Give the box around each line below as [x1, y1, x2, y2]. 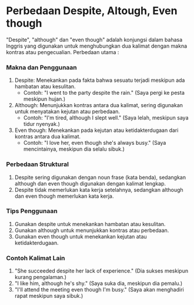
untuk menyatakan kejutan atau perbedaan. [14, 108, 121, 115]
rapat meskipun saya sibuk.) [14, 293, 83, 300]
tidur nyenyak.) [23, 121, 60, 128]
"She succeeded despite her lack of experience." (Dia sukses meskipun [14, 267, 189, 274]
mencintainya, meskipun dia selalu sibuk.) [23, 145, 125, 152]
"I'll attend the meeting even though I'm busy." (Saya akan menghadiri [14, 286, 184, 293]
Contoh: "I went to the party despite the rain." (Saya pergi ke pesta [23, 89, 185, 97]
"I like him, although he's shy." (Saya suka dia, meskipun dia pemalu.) [14, 280, 183, 287]
